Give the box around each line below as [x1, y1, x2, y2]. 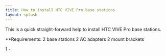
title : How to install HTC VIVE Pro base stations [5, 7, 115, 13]
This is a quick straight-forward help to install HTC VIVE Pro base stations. [5, 26, 162, 32]
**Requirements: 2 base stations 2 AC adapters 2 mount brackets [5, 36, 145, 42]
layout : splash [5, 12, 38, 17]
